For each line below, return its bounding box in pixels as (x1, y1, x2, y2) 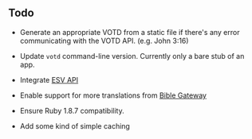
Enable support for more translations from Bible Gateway (19, 91, 207, 100)
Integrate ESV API (19, 75, 79, 84)
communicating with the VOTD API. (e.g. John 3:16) (19, 36, 189, 45)
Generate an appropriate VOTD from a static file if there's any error (19, 27, 240, 37)
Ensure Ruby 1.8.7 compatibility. (19, 106, 125, 115)
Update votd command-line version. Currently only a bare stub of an (19, 51, 245, 60)
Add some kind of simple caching (19, 121, 130, 130)
